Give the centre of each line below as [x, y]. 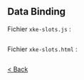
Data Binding [37, 12]
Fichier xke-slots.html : [42, 49]
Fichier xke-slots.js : [39, 29]
